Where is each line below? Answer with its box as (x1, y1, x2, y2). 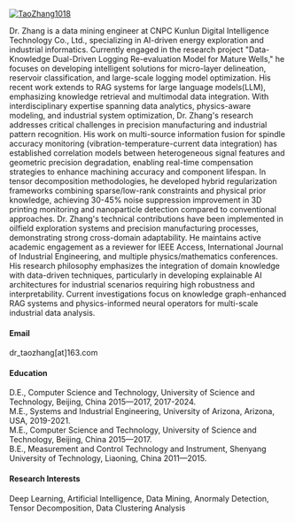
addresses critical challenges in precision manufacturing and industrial (9, 119, 268, 130)
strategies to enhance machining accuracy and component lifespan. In (9, 166, 267, 177)
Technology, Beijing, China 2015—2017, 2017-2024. (9, 396, 197, 407)
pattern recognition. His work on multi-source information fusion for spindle (9, 129, 286, 139)
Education (9, 367, 48, 378)
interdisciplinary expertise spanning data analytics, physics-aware (9, 101, 251, 111)
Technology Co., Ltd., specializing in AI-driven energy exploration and (9, 35, 264, 45)
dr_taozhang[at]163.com (9, 348, 98, 358)
